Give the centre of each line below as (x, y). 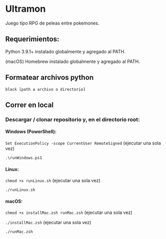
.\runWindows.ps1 (24, 158)
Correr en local (29, 105)
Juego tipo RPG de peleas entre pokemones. (52, 23)
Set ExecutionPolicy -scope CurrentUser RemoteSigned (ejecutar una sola (83, 143)
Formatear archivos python (50, 78)
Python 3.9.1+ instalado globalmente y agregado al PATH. (65, 51)
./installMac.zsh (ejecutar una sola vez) (48, 223)
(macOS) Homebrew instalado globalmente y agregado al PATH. (73, 61)
